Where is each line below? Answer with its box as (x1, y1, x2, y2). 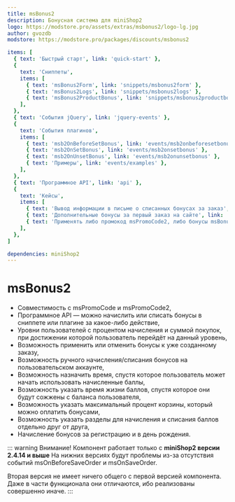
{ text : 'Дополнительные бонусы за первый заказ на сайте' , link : (25, 211, 224, 219)
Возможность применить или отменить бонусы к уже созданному (17, 341, 217, 349)
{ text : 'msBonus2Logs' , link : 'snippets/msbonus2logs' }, (25, 88, 201, 95)
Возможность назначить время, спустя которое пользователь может (17, 370, 226, 379)
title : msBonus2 (7, 10, 55, 18)
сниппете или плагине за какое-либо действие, (17, 319, 160, 327)
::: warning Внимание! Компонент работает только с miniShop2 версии (7, 444, 220, 452)
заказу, (17, 348, 40, 357)
